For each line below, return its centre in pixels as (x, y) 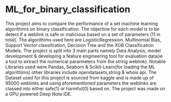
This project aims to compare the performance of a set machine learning (82, 23)
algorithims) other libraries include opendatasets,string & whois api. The (81, 72)
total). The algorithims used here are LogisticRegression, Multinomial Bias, (83, 40)
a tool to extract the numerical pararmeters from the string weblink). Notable (86, 61)
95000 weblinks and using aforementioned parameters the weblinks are (81, 83)
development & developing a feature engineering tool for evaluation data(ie (84, 56)
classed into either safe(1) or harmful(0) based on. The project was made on (86, 88)
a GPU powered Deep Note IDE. (39, 94)
